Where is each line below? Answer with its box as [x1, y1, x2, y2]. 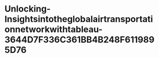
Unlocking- [4, 3, 51, 14]
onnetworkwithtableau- [4, 24, 103, 35]
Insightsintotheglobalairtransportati [4, 14, 153, 25]
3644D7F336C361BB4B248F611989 [4, 34, 155, 45]
